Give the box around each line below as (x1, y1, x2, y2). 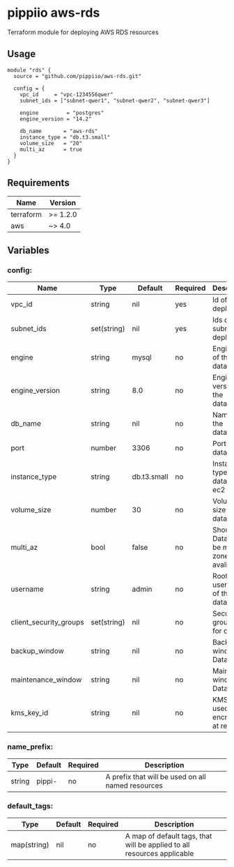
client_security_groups (10, 617, 85, 627)
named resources (105, 781, 163, 790)
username (10, 584, 44, 594)
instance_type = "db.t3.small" (19, 134, 111, 141)
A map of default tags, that (125, 831, 212, 841)
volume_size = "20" (19, 139, 82, 147)
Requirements (7, 177, 70, 189)
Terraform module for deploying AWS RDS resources (7, 28, 159, 36)
